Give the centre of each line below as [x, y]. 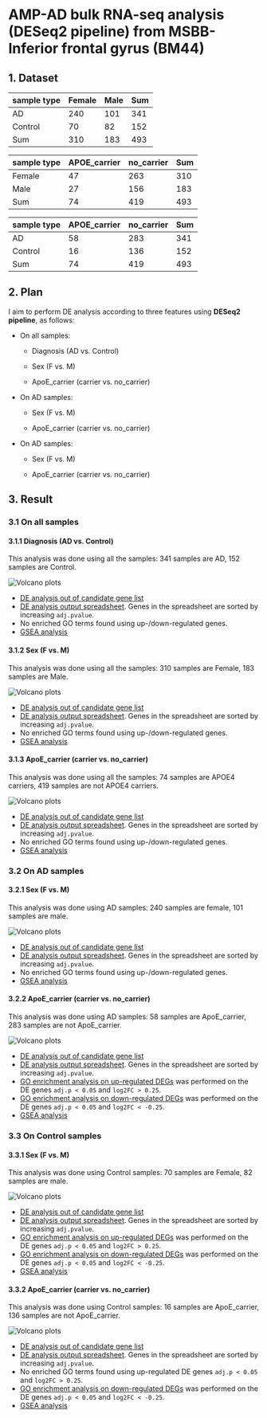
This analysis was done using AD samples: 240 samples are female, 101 [126, 907]
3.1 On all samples [44, 522]
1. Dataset [33, 78]
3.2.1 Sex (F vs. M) [39, 890]
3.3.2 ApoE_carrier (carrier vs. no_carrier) [79, 1289]
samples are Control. [43, 567]
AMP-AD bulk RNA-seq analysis [116, 15]
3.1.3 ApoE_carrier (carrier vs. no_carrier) [79, 759]
